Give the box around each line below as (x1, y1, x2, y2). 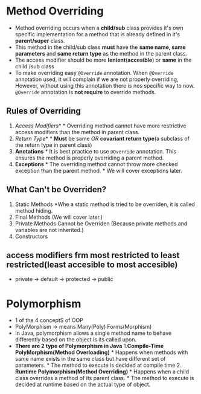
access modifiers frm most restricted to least (6, 250, 180, 260)
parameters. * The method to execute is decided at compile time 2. (14, 361, 182, 369)
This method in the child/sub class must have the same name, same (14, 44, 186, 51)
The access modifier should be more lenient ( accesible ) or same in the (14, 56, 192, 63)
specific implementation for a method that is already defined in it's (14, 30, 180, 37)
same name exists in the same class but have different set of (14, 355, 166, 363)
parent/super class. (14, 37, 65, 44)
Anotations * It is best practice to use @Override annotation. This (14, 147, 177, 155)
